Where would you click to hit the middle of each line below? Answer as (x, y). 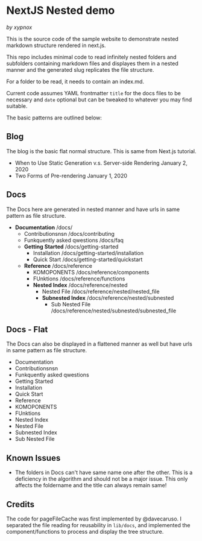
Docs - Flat (27, 329)
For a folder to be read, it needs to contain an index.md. (75, 81)
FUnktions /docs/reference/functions (79, 279)
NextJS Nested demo (61, 11)
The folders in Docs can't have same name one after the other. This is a (104, 473)
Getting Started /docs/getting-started (71, 246)
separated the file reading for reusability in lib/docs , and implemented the (98, 525)
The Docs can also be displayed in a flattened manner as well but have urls (99, 344)
